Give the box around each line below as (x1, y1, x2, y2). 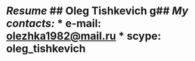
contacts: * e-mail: (6, 17, 102, 30)
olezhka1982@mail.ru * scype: (6, 30, 162, 43)
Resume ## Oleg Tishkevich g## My (6, 4, 188, 18)
